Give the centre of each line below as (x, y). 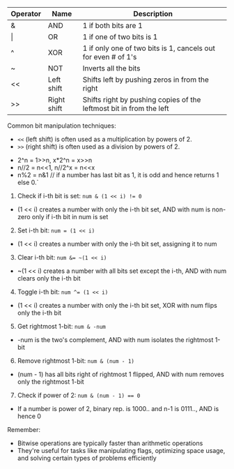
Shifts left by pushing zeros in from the (146, 80)
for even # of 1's (110, 57)
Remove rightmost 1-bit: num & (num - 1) (76, 361)
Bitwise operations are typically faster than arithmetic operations (110, 443)
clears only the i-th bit (49, 278)
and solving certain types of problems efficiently (87, 458)
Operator (26, 14)
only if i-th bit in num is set (70, 217)
